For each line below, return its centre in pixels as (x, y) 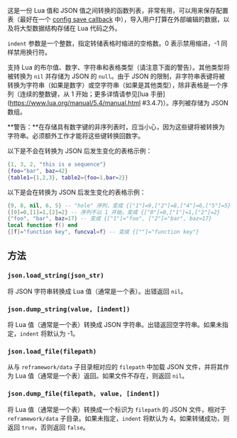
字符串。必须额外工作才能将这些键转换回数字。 (76, 136)
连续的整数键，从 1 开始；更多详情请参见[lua (84, 94)
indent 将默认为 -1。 (50, 333)
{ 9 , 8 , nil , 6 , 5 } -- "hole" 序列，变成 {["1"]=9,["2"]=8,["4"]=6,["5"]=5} (119, 205)
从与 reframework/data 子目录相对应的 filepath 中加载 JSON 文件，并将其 (115, 367)
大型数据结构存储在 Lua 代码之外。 (70, 28)
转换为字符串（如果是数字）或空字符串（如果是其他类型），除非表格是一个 (115, 85)
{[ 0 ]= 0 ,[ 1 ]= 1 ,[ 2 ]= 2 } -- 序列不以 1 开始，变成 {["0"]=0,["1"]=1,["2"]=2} (114, 212)
